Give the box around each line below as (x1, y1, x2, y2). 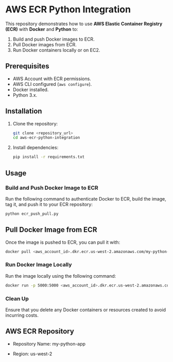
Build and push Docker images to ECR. (12, 36, 95, 42)
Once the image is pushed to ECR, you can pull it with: (5, 239, 120, 245)
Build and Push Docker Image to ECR (5, 184, 99, 191)
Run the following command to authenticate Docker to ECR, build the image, (5, 195, 166, 202)
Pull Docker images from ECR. (12, 41, 77, 47)
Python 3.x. (12, 92, 38, 98)
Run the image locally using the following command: (5, 273, 116, 279)
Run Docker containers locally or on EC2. (12, 47, 100, 53)
